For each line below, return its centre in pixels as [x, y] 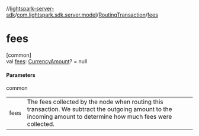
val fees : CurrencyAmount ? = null [47, 61]
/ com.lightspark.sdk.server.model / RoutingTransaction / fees [86, 15]
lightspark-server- [32, 9]
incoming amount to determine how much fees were [99, 116]
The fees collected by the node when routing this [95, 102]
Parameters [21, 75]
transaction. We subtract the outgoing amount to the [100, 109]
